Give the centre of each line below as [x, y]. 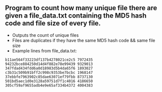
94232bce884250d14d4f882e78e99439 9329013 [49, 64]
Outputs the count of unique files [46, 35]
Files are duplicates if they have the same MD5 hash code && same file [84, 40]
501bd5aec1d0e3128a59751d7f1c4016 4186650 [49, 81]
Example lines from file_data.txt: [44, 50]
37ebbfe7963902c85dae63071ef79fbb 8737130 [49, 77]
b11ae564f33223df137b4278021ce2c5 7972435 [49, 60]
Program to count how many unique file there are [81, 8]
